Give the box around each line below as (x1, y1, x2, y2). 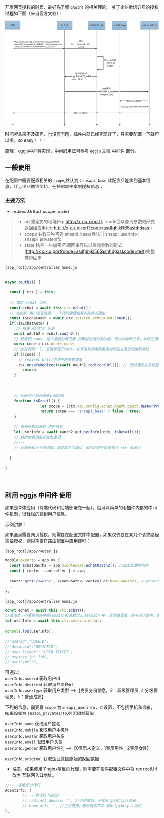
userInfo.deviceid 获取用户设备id (5, 682, 73, 687)
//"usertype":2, (5, 660, 38, 665)
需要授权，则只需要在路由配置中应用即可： (5, 538, 91, 544)
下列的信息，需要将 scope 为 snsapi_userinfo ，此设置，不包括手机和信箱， (5, 704, 155, 710)
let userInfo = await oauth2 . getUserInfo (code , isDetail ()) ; (14, 429, 141, 434)
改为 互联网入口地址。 (12, 772, 57, 778)
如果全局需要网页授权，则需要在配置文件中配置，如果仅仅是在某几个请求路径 (5, 532, 159, 538)
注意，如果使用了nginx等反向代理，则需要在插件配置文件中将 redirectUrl (12, 766, 158, 772)
